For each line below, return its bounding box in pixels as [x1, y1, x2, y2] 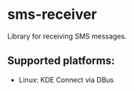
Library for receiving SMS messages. [7, 31, 127, 41]
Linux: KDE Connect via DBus [18, 75, 114, 84]
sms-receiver [7, 5, 97, 24]
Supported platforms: [7, 54, 115, 67]
